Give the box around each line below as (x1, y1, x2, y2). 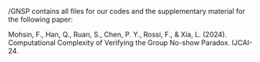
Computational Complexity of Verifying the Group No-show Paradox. (8, 38, 230, 47)
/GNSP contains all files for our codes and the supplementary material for (8, 7, 246, 15)
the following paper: (8, 15, 73, 24)
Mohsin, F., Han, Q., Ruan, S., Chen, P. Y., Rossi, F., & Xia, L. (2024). (8, 30, 228, 39)
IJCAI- (231, 38, 253, 47)
